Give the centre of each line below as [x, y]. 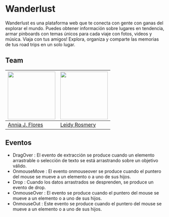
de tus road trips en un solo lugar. [40, 44]
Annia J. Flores [26, 125]
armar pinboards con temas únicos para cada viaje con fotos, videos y [79, 34]
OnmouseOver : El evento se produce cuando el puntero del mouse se [86, 193]
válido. [19, 166]
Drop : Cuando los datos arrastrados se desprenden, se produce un [83, 182]
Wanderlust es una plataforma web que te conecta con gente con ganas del [84, 23]
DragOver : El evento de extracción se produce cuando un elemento [83, 155]
